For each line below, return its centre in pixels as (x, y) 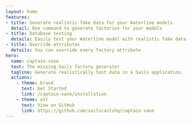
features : (18, 17)
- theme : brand (35, 83)
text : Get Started (44, 89)
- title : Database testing (39, 34)
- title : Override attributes (43, 45)
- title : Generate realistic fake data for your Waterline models (89, 22)
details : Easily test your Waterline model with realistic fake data (98, 39)
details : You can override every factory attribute (76, 50)
